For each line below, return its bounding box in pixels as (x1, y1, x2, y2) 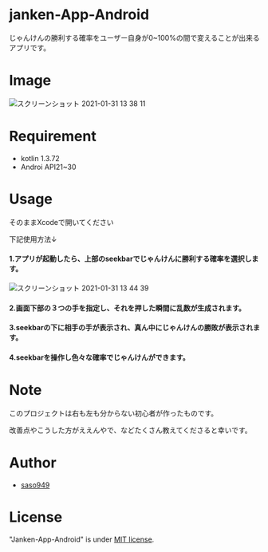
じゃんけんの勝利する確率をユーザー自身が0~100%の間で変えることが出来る (9, 33, 260, 42)
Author (9, 453, 57, 471)
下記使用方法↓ (9, 234, 57, 244)
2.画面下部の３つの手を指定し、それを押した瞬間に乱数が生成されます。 (9, 303, 246, 313)
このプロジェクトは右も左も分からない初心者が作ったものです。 (9, 408, 219, 418)
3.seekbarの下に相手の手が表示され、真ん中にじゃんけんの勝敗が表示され (9, 323, 254, 333)
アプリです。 (9, 42, 51, 53)
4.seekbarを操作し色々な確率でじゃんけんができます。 (9, 353, 190, 362)
